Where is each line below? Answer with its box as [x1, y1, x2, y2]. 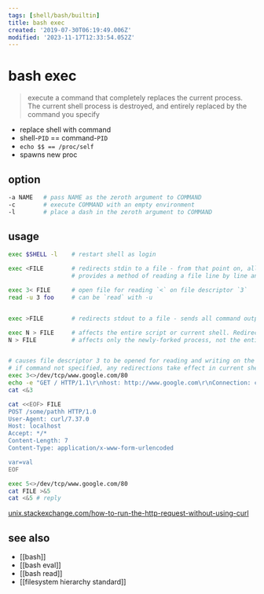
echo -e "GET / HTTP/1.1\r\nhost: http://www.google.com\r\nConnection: [8, 379, 251, 387]
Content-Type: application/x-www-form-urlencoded [8, 444, 174, 452]
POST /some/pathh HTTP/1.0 [8, 407, 97, 416]
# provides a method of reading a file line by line [71, 272, 247, 280]
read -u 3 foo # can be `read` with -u [8, 293, 153, 301]
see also [8, 531, 50, 545]
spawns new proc [19, 150, 78, 159]
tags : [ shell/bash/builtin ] [8, 11, 101, 20]
